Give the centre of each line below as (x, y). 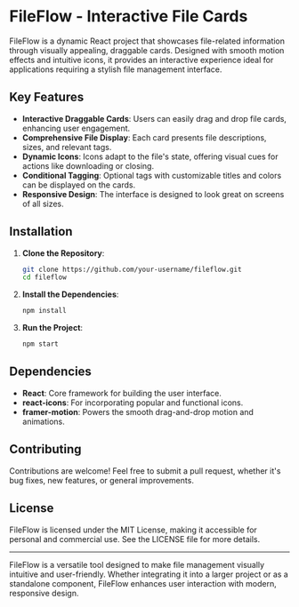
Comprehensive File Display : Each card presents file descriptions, (144, 137)
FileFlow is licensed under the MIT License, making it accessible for (133, 530)
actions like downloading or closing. (88, 165)
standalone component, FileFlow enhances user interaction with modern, (143, 583)
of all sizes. (43, 204)
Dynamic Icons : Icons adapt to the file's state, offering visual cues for (150, 156)
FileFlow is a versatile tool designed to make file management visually (137, 564)
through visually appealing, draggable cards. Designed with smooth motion (147, 50)
